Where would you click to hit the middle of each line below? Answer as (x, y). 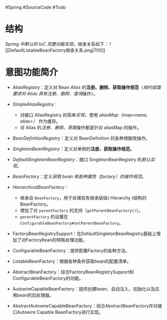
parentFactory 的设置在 (44, 217)
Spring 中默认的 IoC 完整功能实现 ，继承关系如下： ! (58, 44)
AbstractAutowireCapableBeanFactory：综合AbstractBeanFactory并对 (85, 305)
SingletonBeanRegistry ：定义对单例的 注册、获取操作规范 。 (73, 149)
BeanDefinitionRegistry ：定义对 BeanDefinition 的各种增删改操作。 (81, 138)
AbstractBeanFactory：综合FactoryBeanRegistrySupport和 (73, 272)
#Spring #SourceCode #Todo (36, 7)
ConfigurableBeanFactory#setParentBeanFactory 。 (72, 223)
